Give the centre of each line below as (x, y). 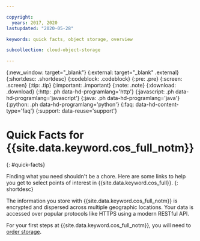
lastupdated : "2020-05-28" (40, 28)
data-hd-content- (157, 105)
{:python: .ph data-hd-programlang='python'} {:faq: (70, 105)
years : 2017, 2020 (35, 23)
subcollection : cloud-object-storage (53, 50)
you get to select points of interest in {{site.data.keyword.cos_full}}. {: (92, 183)
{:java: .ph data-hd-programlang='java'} (130, 98)
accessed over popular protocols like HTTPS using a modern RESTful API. (98, 214)
